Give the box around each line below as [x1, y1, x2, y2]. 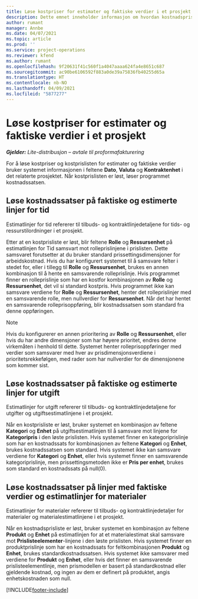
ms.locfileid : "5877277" [6, 91, 67, 97]
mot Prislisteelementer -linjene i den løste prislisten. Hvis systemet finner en [6, 538, 192, 545]
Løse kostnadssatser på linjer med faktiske [6, 482, 167, 492]
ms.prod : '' [6, 42, 35, 48]
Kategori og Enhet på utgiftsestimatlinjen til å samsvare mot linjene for [6, 427, 178, 434]
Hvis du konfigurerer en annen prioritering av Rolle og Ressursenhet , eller [6, 330, 187, 337]
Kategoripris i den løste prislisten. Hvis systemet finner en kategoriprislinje [6, 434, 189, 441]
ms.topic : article [6, 36, 51, 42]
